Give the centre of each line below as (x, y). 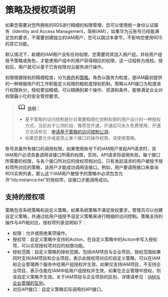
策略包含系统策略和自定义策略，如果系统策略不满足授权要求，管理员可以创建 (84, 210)
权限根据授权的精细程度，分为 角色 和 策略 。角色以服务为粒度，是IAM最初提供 (84, 77)
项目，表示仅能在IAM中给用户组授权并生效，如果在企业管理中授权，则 (89, 271)
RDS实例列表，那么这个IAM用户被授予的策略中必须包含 (62, 173)
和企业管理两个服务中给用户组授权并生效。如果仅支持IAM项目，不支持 (84, 264)
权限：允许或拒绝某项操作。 (41, 233)
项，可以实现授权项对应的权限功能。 (50, 246)
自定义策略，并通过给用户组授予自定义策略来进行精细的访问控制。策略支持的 (84, 216)
